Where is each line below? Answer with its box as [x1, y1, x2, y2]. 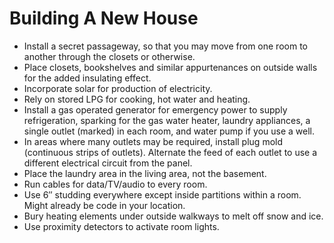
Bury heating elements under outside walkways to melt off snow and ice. [23, 210, 324, 222]
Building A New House [9, 7, 199, 30]
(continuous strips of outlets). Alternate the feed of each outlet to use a [23, 146, 318, 158]
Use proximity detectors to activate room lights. [23, 220, 220, 232]
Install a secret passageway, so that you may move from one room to [23, 40, 308, 52]
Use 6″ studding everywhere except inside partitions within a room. [23, 188, 302, 201]
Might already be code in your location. [23, 199, 186, 211]
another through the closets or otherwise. [23, 50, 196, 62]
